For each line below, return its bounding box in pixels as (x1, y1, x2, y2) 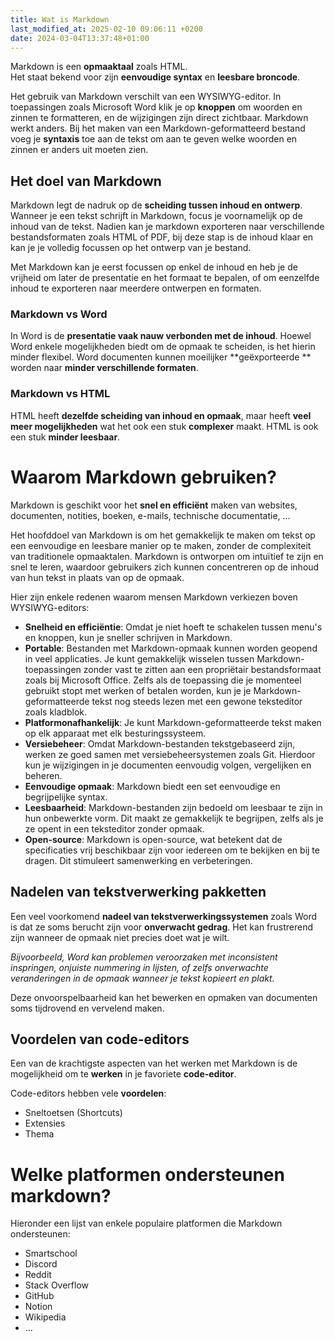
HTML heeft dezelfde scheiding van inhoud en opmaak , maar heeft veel (10, 409, 312, 421)
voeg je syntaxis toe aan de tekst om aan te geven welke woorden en (10, 133, 298, 145)
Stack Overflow (24, 1279, 90, 1291)
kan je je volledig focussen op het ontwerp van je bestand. (10, 242, 252, 254)
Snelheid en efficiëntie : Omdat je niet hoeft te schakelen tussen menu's (24, 621, 323, 633)
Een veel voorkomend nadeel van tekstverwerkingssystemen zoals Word (10, 910, 318, 922)
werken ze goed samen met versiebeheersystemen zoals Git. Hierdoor (24, 748, 316, 760)
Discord (24, 1258, 58, 1270)
